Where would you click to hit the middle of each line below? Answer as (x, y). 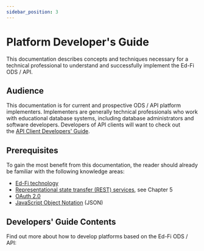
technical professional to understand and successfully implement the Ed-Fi (100, 65)
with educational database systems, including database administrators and (100, 119)
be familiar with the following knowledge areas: (65, 171)
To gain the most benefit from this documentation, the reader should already (102, 165)
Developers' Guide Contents (61, 222)
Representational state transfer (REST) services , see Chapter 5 (94, 190)
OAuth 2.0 (28, 196)
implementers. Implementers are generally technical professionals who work (102, 112)
